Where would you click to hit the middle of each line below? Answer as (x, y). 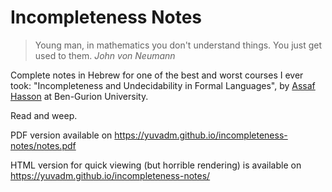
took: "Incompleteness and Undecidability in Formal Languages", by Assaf (163, 85)
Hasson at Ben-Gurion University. (79, 96)
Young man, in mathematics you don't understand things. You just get (178, 45)
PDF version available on (61, 135)
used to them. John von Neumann (105, 55)
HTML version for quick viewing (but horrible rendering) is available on (156, 165)
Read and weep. (44, 115)
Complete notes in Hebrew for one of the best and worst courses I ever (157, 75)
